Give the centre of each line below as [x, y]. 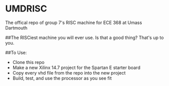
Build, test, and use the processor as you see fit [62, 78]
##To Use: [16, 52]
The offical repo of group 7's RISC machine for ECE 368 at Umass [74, 22]
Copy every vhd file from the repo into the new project [69, 72]
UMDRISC [26, 9]
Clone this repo [28, 62]
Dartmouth [16, 27]
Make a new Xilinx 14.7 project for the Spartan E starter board [76, 67]
